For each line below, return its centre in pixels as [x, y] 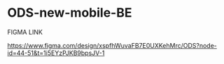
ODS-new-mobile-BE [70, 13]
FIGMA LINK [25, 32]
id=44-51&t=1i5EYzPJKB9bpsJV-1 [56, 53]
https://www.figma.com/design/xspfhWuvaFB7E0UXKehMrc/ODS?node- [112, 45]
